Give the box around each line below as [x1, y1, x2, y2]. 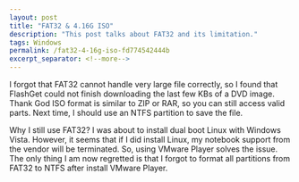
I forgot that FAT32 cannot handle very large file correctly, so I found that [9, 79, 278, 89]
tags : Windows [9, 37, 63, 47]
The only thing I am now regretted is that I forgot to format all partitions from [9, 153, 291, 163]
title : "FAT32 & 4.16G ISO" [9, 21, 115, 30]
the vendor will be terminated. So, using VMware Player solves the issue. [9, 144, 278, 154]
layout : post [9, 12, 58, 22]
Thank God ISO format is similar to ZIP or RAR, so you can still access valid [9, 98, 286, 108]
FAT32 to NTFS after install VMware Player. [9, 162, 168, 173]
